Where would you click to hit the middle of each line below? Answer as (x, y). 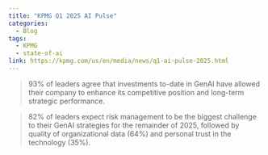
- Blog (27, 31)
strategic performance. (66, 101)
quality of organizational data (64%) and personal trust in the (130, 133)
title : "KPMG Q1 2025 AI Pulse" (63, 16)
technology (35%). (59, 142)
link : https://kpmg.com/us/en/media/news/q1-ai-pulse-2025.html (119, 61)
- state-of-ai (39, 53)
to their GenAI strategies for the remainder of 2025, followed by (134, 125)
